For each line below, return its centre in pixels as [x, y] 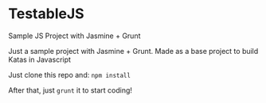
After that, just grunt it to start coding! [70, 90]
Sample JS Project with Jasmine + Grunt [74, 36]
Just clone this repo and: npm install [70, 74]
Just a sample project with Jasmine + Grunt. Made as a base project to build [133, 51]
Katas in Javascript [40, 59]
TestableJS [47, 14]
